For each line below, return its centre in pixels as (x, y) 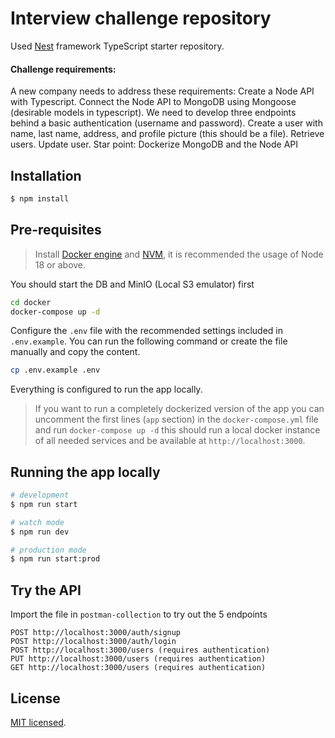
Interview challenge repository (141, 18)
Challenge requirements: (63, 69)
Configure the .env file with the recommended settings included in (146, 331)
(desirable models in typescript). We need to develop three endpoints (153, 113)
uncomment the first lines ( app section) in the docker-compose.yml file (176, 419)
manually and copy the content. (75, 352)
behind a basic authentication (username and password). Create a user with (166, 123)
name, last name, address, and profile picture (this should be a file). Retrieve (167, 134)
